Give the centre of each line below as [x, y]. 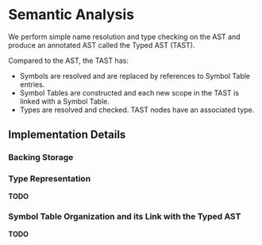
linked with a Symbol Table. [64, 101]
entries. [32, 84]
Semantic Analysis [71, 15]
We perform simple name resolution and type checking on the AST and [124, 37]
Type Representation [50, 179]
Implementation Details [67, 135]
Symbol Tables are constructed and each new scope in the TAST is [129, 92]
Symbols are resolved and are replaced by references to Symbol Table [135, 76]
